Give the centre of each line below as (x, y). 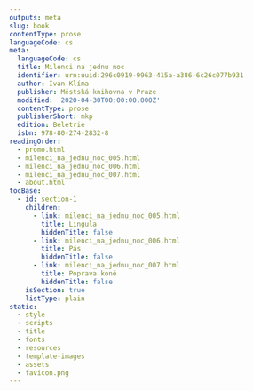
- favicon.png (43, 373)
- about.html (41, 183)
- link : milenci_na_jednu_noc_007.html (106, 266)
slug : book (29, 26)
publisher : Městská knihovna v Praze (87, 92)
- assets (33, 364)
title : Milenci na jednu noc (71, 68)
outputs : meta (36, 17)
